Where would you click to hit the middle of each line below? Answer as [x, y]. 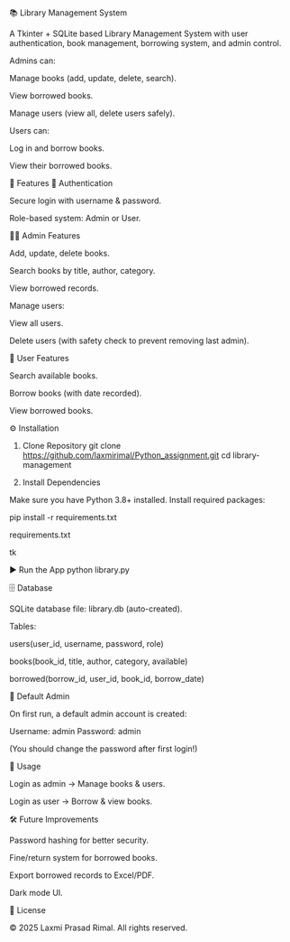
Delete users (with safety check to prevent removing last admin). [129, 340]
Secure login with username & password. [86, 201]
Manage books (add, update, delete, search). [93, 78]
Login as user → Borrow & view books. [81, 801]
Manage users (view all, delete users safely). [92, 113]
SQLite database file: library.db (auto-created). [96, 609]
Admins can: [32, 61]
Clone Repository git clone [72, 446]
